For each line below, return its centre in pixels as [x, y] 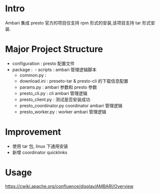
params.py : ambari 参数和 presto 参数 [58, 87]
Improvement [33, 132]
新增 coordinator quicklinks [40, 152]
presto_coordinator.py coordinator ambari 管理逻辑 [71, 105]
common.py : [33, 75]
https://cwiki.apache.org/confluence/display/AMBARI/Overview [69, 186]
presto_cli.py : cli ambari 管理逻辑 [53, 93]
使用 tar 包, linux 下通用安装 [40, 146]
